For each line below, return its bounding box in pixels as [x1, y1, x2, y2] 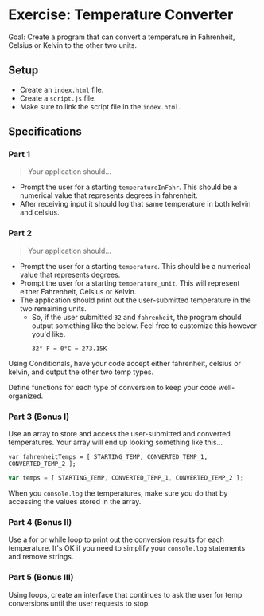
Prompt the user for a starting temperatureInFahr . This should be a [19, 182, 238, 192]
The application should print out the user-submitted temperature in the [19, 295, 252, 305]
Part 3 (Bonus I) [8, 411, 70, 422]
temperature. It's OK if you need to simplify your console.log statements [8, 543, 246, 553]
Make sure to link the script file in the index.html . [19, 101, 181, 111]
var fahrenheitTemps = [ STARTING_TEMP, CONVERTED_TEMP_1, [8, 453, 208, 461]
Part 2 [8, 227, 33, 239]
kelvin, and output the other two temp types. [8, 367, 153, 377]
